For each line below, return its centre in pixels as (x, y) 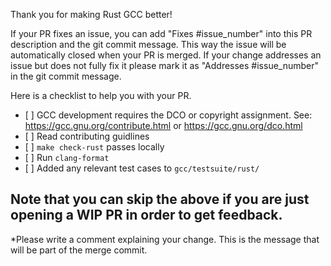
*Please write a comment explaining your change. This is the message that (165, 239)
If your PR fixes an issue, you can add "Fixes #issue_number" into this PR (161, 33)
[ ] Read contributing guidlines (87, 136)
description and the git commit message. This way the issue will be (148, 44)
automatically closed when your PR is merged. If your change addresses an (166, 55)
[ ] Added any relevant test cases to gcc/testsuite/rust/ (142, 168)
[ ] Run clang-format (67, 157)
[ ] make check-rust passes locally (94, 147)
